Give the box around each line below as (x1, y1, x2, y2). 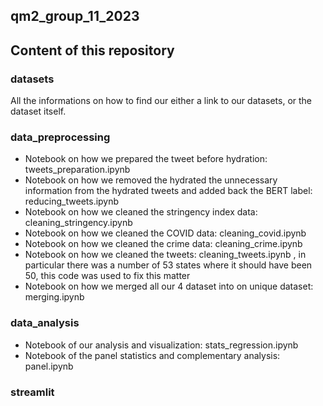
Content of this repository (10, 42, 175, 59)
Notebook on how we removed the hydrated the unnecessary (24, 174, 278, 186)
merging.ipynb (24, 291, 85, 303)
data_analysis (10, 316, 80, 330)
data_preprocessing (10, 130, 111, 144)
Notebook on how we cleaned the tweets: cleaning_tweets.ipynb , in (24, 249, 307, 261)
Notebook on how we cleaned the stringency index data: (24, 206, 258, 218)
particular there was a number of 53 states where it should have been (24, 259, 313, 271)
